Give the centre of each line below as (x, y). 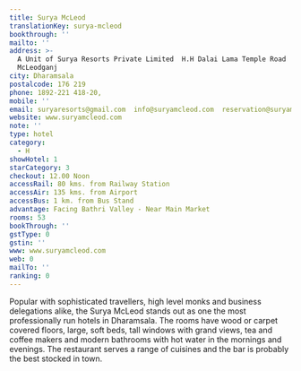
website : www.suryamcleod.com (66, 117)
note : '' (26, 126)
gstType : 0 (30, 234)
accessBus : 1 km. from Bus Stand (72, 201)
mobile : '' (30, 101)
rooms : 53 (28, 217)
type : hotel (31, 134)
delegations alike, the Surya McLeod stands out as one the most (128, 311)
